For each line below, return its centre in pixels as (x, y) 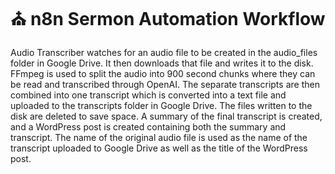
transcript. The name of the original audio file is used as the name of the (159, 137)
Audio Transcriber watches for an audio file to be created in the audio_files (164, 52)
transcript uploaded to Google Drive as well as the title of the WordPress (159, 148)
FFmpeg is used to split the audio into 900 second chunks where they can (163, 73)
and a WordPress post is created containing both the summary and (148, 126)
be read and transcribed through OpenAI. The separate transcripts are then (165, 84)
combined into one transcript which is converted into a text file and (148, 95)
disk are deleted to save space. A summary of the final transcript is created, (166, 116)
